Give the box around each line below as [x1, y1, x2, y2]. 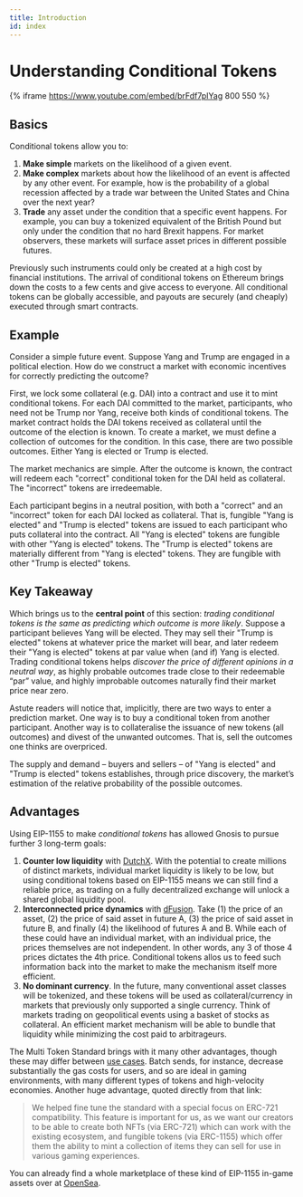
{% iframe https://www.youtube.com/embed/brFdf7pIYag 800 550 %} [9, 91, 270, 101]
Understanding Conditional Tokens [9, 61, 278, 81]
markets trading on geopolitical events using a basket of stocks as [22, 1009, 270, 1020]
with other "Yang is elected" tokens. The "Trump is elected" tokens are [9, 539, 273, 550]
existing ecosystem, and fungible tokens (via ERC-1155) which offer [31, 1131, 283, 1142]
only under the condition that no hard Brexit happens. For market [22, 225, 264, 236]
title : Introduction [9, 13, 88, 23]
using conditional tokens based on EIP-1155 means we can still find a [22, 875, 279, 886]
